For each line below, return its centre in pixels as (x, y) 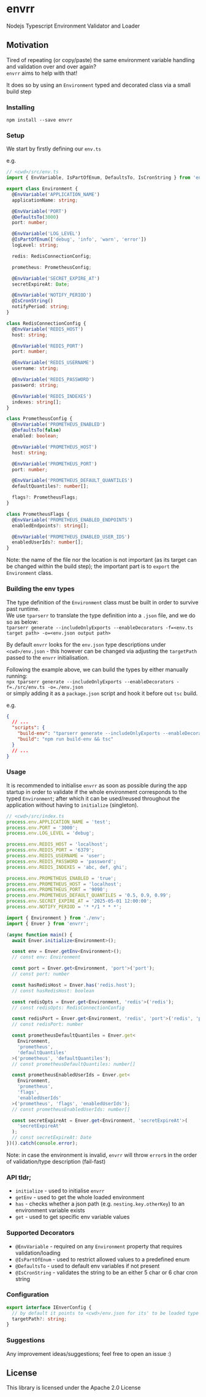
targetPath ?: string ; (40, 1319)
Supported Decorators (40, 1233)
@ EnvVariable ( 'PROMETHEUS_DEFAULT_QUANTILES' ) (72, 481)
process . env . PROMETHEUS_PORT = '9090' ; (57, 890)
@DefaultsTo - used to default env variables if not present (87, 1266)
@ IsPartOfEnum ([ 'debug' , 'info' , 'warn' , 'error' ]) (79, 239)
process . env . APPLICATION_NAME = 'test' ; (59, 822)
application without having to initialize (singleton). (73, 805)
